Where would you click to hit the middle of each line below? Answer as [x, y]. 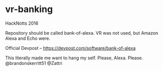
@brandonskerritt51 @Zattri [34, 63]
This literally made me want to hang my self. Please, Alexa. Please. [74, 58]
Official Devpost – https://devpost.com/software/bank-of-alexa [70, 48]
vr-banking [29, 9]
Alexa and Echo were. [28, 38]
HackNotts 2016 [22, 23]
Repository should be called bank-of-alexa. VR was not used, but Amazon [82, 33]
